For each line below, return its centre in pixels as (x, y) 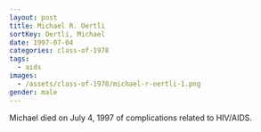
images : (24, 76)
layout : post (33, 17)
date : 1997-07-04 (41, 42)
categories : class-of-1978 (59, 51)
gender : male (33, 92)
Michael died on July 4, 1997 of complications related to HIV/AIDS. (130, 118)
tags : (19, 59)
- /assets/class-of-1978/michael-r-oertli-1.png (109, 84)
